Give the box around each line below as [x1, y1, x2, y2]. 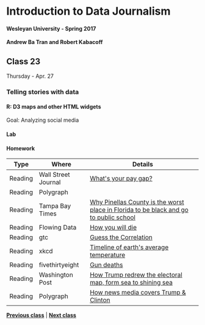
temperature [89, 251, 126, 260]
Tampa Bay [38, 202, 71, 211]
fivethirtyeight [38, 261, 79, 269]
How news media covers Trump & [89, 288, 186, 297]
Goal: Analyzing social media [6, 116, 79, 124]
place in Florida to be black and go [89, 206, 189, 214]
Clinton [89, 296, 110, 304]
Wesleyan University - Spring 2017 [6, 24, 96, 32]
